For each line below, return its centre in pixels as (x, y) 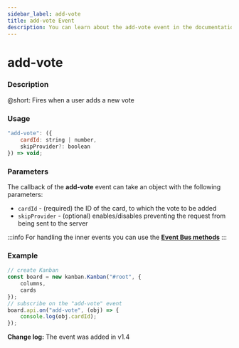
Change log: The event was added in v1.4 (69, 337)
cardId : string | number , (59, 140)
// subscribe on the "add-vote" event (65, 303)
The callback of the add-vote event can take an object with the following (114, 186)
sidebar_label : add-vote (44, 14)
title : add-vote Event (41, 21)
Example (23, 255)
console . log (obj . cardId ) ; (59, 317)
